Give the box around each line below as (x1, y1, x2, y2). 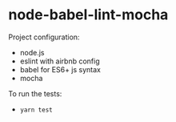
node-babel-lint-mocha (8, 6, 169, 24)
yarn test (19, 106, 54, 114)
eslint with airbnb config (19, 56, 100, 66)
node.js (19, 47, 46, 57)
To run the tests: (8, 88, 62, 98)
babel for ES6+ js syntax (19, 64, 102, 74)
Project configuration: (8, 32, 80, 42)
